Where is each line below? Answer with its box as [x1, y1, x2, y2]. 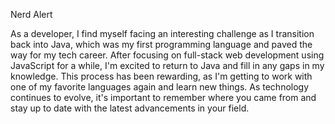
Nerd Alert [10, 9, 53, 20]
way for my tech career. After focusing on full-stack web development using [10, 49, 325, 61]
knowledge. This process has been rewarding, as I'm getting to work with [10, 70, 313, 82]
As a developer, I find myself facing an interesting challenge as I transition [10, 28, 315, 39]
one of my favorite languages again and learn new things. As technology [10, 81, 310, 93]
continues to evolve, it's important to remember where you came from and [10, 92, 317, 103]
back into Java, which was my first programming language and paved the [10, 39, 313, 50]
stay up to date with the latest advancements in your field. [10, 102, 250, 114]
